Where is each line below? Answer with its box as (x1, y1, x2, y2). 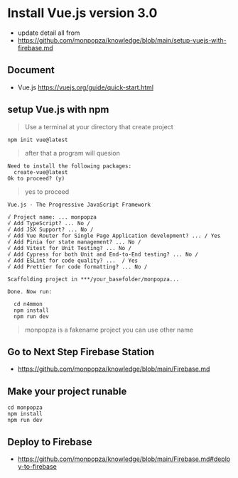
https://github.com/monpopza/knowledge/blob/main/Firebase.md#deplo (17, 455, 231, 463)
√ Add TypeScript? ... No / (7, 219, 91, 227)
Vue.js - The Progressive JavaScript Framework (7, 201, 151, 208)
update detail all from (17, 28, 80, 37)
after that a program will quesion (24, 148, 121, 157)
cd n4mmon (13, 300, 43, 308)
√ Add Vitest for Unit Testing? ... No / (7, 244, 132, 251)
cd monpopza (7, 404, 43, 411)
